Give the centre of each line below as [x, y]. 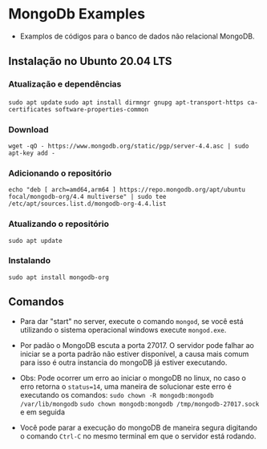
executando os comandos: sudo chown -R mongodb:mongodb [117, 394]
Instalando [29, 261]
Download [29, 129]
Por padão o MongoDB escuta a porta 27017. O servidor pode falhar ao [137, 345]
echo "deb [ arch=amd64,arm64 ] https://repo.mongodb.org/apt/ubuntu [127, 190]
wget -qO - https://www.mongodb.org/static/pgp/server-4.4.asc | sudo [129, 146]
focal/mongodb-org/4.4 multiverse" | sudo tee [87, 197]
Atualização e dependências [65, 84]
